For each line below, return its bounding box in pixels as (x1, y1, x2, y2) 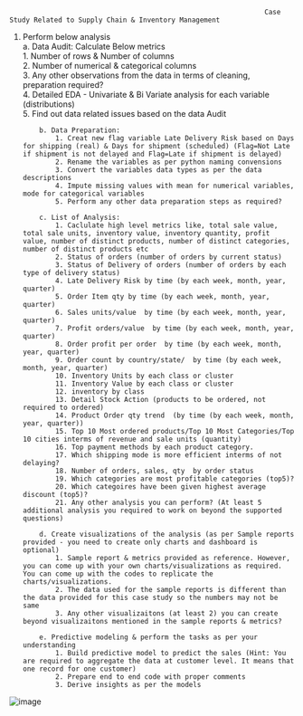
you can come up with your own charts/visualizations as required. (22, 561, 282, 570)
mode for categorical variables (22, 189, 145, 198)
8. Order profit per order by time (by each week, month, (55, 339, 282, 348)
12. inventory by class (55, 387, 145, 396)
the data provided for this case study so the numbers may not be (22, 593, 279, 602)
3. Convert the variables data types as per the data (55, 166, 262, 175)
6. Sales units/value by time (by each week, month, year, (55, 308, 287, 317)
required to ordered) (22, 403, 104, 412)
